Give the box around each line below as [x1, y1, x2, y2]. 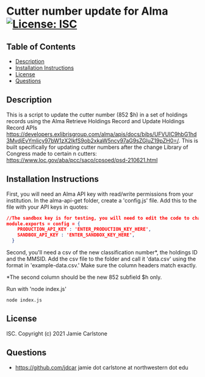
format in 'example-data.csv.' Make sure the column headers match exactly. [6, 262, 197, 269]
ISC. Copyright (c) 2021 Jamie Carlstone [6, 329, 108, 337]
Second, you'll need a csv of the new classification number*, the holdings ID [6, 249, 198, 256]
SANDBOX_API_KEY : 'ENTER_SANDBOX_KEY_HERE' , [17, 232, 135, 239]
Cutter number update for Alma [6, 4, 168, 18]
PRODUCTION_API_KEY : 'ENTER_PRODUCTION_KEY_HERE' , [17, 226, 151, 232]
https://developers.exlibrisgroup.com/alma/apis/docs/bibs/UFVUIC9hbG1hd [6, 130, 197, 138]
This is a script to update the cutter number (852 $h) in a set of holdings [6, 111, 188, 118]
